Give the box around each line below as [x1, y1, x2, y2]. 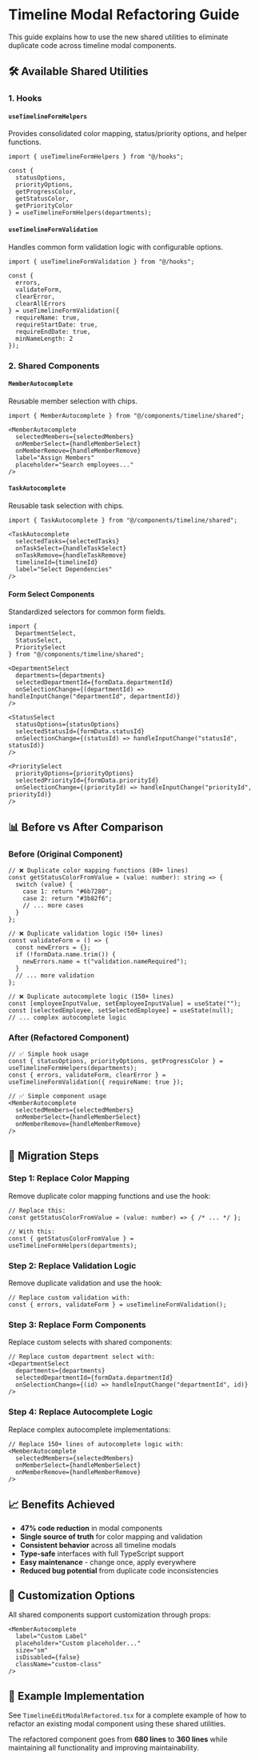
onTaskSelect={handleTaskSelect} [15, 544, 127, 552]
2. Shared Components [8, 360, 100, 371]
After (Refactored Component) [8, 1032, 129, 1043]
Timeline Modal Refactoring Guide [8, 6, 240, 24]
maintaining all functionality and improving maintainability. [8, 1743, 200, 1753]
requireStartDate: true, [15, 320, 98, 329]
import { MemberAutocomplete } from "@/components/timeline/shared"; [8, 411, 245, 419]
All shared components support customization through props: [8, 1610, 211, 1620]
